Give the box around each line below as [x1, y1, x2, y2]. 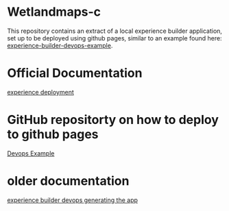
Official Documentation [7, 66, 143, 81]
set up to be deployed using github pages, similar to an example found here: [7, 34, 222, 42]
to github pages [7, 127, 99, 142]
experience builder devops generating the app [7, 196, 138, 204]
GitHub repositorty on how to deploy [7, 112, 219, 127]
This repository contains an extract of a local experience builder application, [7, 27, 223, 35]
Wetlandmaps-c [7, 4, 101, 20]
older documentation [7, 173, 130, 188]
